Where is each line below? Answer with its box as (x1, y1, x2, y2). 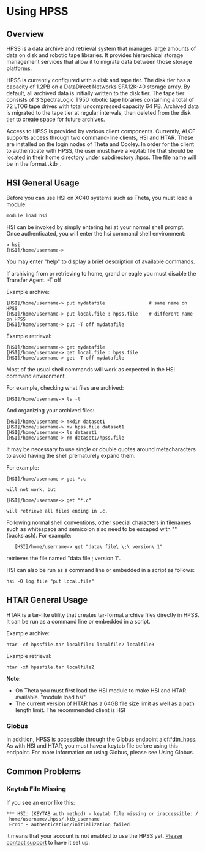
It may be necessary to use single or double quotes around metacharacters (6, 445, 196, 452)
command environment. (6, 372, 67, 379)
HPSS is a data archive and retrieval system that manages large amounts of (6, 45, 196, 52)
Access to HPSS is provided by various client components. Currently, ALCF (6, 128, 196, 134)
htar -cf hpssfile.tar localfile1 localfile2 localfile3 (6, 641, 155, 648)
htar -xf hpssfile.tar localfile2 (6, 664, 95, 670)
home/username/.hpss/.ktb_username (9, 816, 100, 822)
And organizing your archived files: (6, 406, 95, 414)
